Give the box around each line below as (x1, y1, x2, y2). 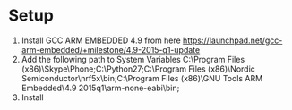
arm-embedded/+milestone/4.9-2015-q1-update (21, 44, 201, 55)
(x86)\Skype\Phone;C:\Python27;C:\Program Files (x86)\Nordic (21, 63, 256, 74)
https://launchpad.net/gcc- (182, 35, 283, 46)
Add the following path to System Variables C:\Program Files (21, 54, 245, 64)
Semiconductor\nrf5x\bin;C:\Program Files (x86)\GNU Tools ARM (21, 72, 263, 83)
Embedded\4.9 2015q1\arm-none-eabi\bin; (21, 82, 180, 93)
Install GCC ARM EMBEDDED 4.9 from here (21, 35, 181, 46)
